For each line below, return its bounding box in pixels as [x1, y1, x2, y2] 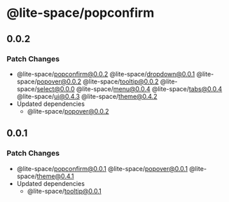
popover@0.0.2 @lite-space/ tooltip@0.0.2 [36, 77, 159, 86]
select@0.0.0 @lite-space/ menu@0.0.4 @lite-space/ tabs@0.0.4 [36, 84, 223, 93]
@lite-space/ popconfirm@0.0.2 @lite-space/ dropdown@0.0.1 [16, 69, 195, 78]
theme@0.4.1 [36, 172, 74, 180]
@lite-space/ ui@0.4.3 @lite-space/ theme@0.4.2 [16, 92, 158, 100]
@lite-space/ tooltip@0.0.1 [27, 187, 102, 195]
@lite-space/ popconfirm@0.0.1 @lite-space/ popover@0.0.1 [16, 164, 188, 173]
